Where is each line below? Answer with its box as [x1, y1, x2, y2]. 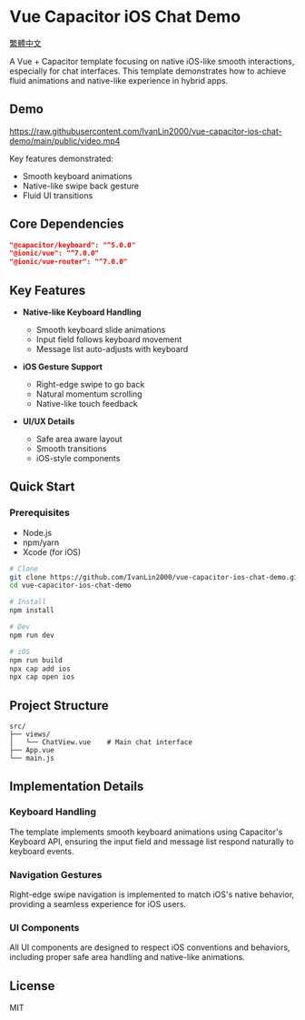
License [9, 978, 55, 994]
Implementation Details [9, 778, 144, 793]
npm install [9, 606, 54, 615]
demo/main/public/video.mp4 [9, 135, 121, 146]
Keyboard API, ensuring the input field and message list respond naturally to [9, 835, 294, 847]
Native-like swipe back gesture [22, 180, 139, 191]
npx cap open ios [9, 672, 75, 682]
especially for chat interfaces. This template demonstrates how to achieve [9, 66, 287, 76]
